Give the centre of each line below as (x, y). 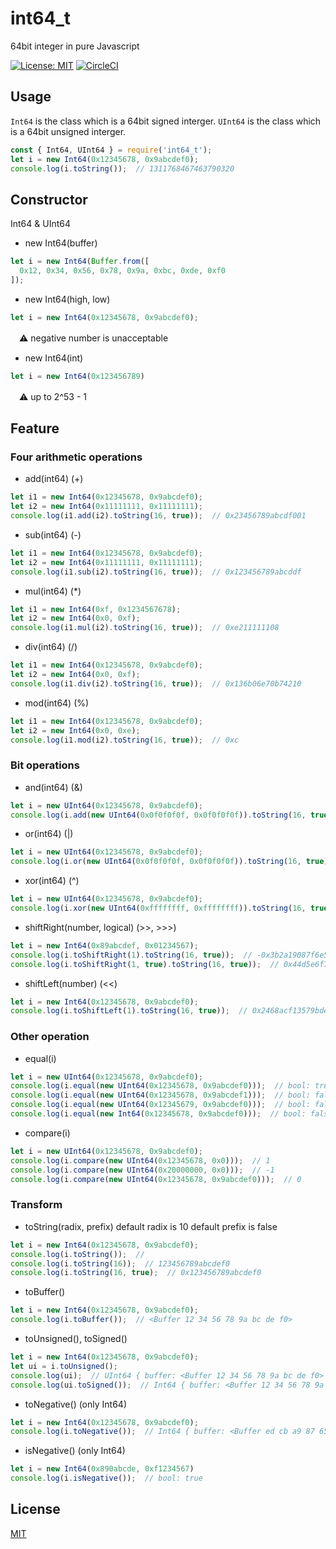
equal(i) (40, 1058)
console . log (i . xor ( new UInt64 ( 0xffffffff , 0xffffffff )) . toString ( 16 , (158, 908)
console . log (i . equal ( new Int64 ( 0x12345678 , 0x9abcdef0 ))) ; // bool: (158, 1114)
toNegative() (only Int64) (75, 1404)
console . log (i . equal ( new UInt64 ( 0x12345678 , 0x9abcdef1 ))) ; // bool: (160, 1095)
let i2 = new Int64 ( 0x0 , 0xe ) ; (75, 730)
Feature (35, 428)
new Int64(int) (54, 358)
